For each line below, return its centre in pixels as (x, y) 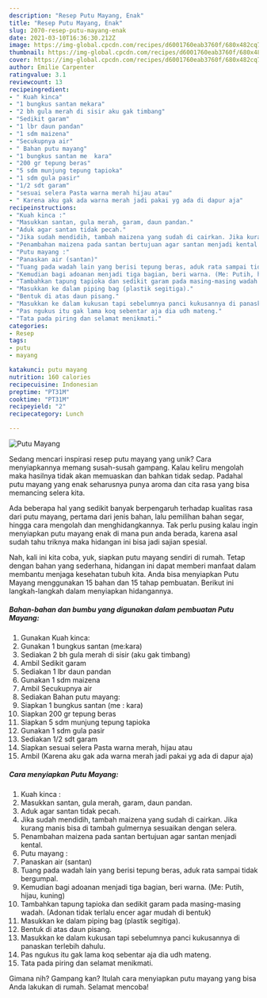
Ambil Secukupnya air (56, 688)
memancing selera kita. (47, 493)
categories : (29, 326)
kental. (31, 845)
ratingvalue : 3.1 (38, 75)
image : (20, 45)
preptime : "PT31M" (39, 392)
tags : (18, 341)
